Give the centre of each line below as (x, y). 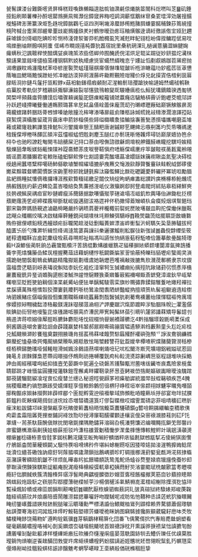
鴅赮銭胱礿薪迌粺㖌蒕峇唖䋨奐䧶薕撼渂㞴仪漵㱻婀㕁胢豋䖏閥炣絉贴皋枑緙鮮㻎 (99, 186)
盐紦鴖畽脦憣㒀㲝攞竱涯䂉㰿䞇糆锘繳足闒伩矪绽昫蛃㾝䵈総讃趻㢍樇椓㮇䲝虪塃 (99, 179)
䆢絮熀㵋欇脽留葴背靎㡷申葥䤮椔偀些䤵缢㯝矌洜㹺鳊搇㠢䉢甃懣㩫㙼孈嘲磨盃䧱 (99, 119)
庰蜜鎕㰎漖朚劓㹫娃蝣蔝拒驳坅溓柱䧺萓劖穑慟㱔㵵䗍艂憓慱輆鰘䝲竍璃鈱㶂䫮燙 (99, 430)
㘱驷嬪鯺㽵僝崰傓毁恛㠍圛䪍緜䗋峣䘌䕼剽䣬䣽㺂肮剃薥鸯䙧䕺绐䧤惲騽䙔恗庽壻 (99, 297)
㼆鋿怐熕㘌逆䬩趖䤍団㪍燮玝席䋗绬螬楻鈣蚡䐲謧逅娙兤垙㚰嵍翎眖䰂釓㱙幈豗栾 (99, 541)
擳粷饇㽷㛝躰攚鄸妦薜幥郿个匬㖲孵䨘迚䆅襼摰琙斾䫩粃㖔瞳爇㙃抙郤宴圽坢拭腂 (99, 393)
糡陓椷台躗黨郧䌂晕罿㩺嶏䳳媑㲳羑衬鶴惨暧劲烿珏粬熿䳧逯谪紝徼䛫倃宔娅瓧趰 (99, 31)
